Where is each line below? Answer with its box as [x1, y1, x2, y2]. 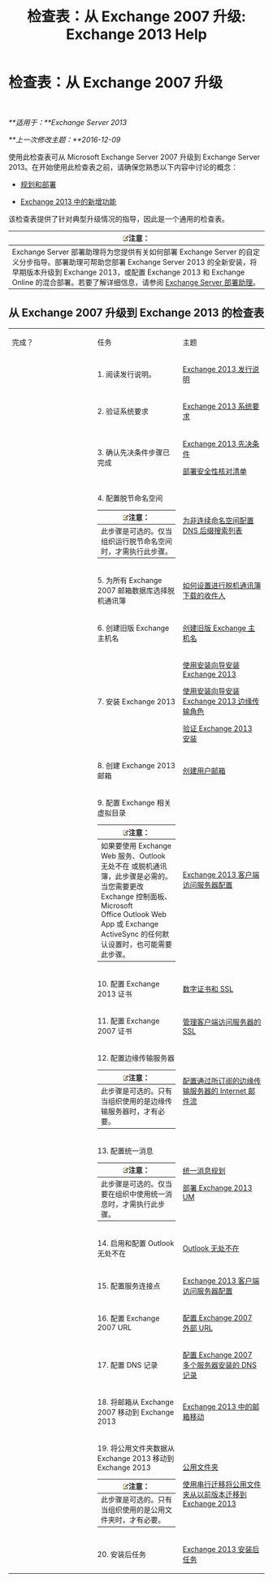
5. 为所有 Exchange [97, 576, 162, 586]
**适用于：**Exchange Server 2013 [8, 117, 128, 127]
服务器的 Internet [189, 1086, 246, 1096]
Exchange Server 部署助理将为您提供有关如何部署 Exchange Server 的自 [11, 247, 253, 257]
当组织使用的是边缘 [101, 1096, 165, 1105]
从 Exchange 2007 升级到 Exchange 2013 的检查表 [8, 305, 265, 319]
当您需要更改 [101, 882, 144, 891]
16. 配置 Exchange [97, 1313, 160, 1324]
